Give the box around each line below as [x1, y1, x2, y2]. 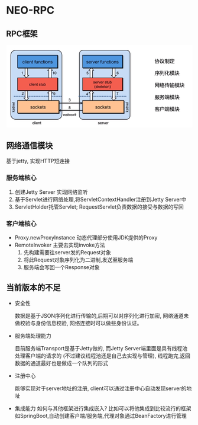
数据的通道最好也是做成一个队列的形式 [14, 359, 108, 366]
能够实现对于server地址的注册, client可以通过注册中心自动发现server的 [14, 385, 187, 392]
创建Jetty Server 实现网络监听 [14, 188, 88, 196]
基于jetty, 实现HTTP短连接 [6, 158, 70, 165]
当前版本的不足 [6, 283, 61, 293]
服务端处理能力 [14, 332, 51, 339]
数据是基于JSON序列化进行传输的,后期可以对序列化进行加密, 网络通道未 [14, 312, 189, 319]
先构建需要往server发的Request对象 [23, 248, 111, 255]
